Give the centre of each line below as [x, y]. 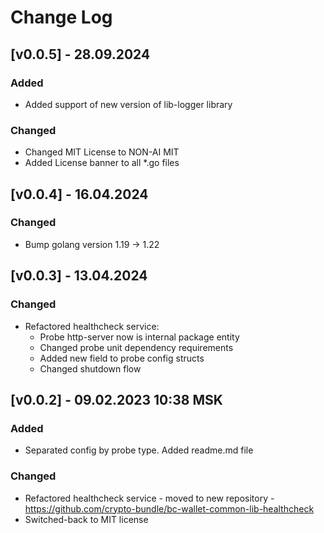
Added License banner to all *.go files [102, 163]
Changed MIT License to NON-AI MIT [102, 152]
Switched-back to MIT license [86, 519]
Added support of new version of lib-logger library [128, 104]
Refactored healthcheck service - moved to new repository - [149, 498]
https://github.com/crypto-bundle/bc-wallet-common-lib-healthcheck [169, 508]
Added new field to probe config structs [122, 358]
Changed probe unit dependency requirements [136, 347]
